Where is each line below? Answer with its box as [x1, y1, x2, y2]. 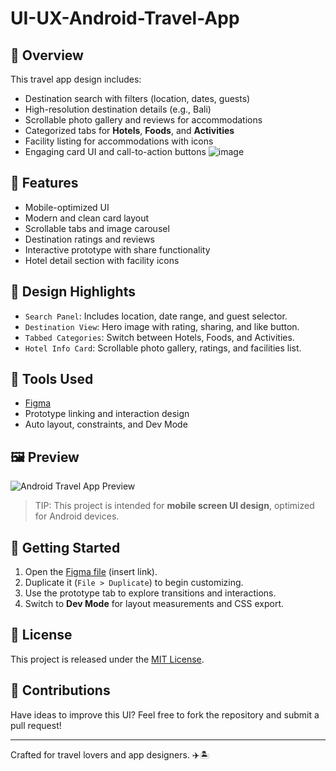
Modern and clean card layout [24, 212, 150, 224]
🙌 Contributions [10, 682, 111, 699]
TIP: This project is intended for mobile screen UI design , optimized [34, 500, 315, 512]
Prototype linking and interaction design [24, 408, 190, 420]
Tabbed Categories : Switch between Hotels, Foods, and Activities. [24, 331, 295, 343]
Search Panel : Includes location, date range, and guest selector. [24, 310, 288, 322]
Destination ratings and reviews [24, 233, 156, 245]
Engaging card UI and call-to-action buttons [24, 146, 207, 157]
